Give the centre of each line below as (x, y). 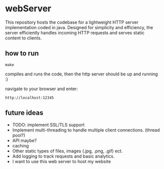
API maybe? (24, 140)
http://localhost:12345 (30, 98)
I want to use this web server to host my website (61, 161)
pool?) (19, 135)
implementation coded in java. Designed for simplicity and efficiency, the (79, 27)
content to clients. (23, 38)
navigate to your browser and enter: (41, 89)
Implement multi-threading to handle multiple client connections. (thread (86, 130)
